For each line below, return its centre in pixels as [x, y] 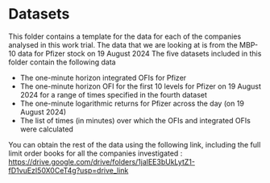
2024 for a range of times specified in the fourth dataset [114, 94]
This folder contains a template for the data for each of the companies [125, 36]
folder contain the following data [62, 62]
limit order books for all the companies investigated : [96, 153]
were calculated [47, 129]
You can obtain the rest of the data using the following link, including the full [135, 144]
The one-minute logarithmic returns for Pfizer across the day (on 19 [132, 103]
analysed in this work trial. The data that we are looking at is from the [123, 44]
